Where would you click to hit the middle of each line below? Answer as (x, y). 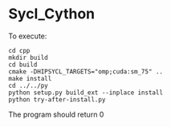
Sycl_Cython (52, 14)
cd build (23, 65)
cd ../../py (28, 85)
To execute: (28, 36)
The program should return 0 (56, 114)
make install (30, 78)
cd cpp (19, 50)
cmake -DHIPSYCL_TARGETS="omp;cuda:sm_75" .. (85, 71)
